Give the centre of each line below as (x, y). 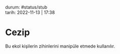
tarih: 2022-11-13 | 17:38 (30, 12)
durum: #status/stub (26, 7)
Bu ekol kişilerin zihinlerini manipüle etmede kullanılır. (60, 46)
